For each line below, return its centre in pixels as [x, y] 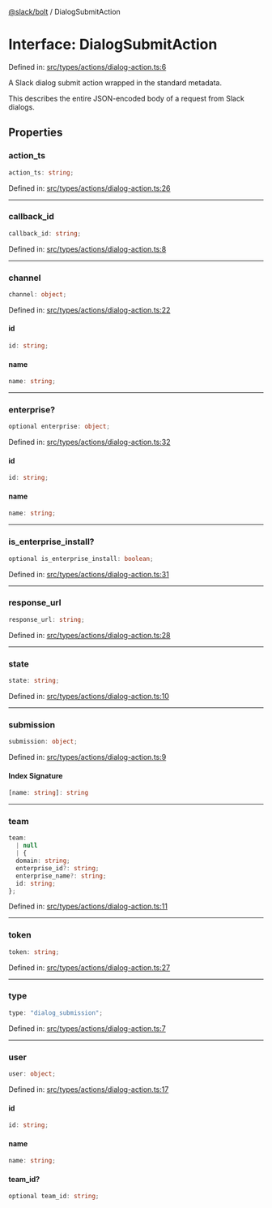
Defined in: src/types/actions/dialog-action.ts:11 [88, 906]
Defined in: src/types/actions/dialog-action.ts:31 [89, 574]
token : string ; [34, 952]
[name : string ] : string [49, 793]
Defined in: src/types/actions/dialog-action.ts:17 [89, 1089]
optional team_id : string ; [54, 1197]
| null [27, 846]
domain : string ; [43, 861]
